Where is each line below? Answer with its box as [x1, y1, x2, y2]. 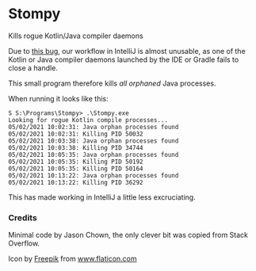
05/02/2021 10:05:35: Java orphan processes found [8, 151, 179, 158]
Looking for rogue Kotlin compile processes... [8, 116, 169, 124]
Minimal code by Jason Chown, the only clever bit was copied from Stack [8, 231, 248, 240]
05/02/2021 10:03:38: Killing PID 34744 [8, 143, 144, 151]
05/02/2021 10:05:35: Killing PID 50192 [8, 158, 144, 166]
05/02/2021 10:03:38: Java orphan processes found [8, 136, 179, 145]
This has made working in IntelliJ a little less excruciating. [8, 192, 196, 202]
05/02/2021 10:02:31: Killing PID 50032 [8, 130, 144, 138]
